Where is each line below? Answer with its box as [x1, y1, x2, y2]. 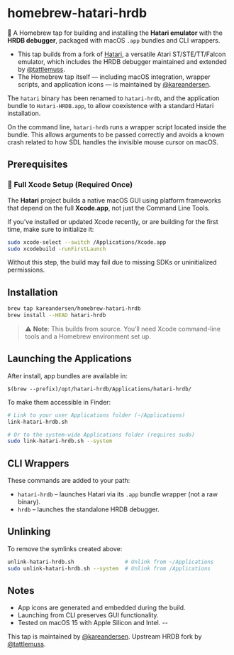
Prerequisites [7, 159, 68, 171]
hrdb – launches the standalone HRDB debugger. [17, 505, 160, 513]
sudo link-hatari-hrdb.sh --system [7, 437, 113, 445]
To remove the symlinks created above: [7, 544, 123, 553]
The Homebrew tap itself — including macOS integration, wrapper [17, 73, 211, 81]
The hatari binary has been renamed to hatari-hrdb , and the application [7, 94, 220, 102]
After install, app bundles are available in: [7, 371, 128, 380]
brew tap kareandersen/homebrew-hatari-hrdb [7, 305, 141, 312]
